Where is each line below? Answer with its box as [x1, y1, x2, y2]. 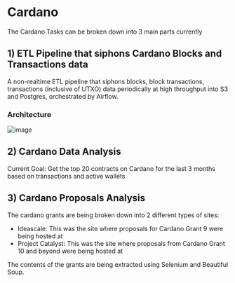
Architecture [7, 109, 52, 119]
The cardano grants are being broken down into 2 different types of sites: [7, 211, 220, 219]
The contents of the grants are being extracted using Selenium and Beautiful [7, 260, 229, 268]
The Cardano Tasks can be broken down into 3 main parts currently [7, 27, 203, 36]
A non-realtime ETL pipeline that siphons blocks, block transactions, [7, 77, 205, 85]
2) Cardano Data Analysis [7, 146, 121, 158]
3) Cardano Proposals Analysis [7, 192, 146, 204]
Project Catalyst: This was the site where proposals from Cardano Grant [17, 239, 226, 247]
